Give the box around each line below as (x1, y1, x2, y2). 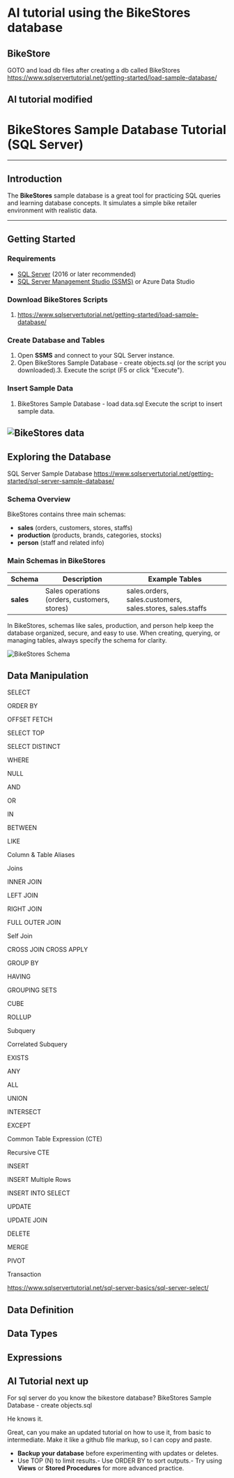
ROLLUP (7, 1013, 31, 1021)
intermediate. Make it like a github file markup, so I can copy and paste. (7, 1435, 212, 1444)
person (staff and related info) (17, 539, 104, 547)
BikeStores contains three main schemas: (7, 510, 126, 518)
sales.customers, (126, 594, 182, 604)
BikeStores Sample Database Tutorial (7, 122, 226, 138)
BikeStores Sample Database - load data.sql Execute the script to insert (17, 400, 223, 408)
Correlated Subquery (7, 1040, 68, 1048)
